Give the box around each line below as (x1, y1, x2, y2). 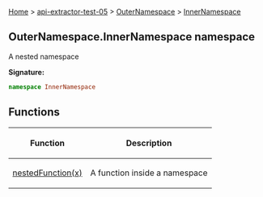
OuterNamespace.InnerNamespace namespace (8, 30, 256, 44)
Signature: (8, 67, 45, 77)
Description (125, 137, 172, 149)
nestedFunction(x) (12, 167, 83, 178)
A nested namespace (8, 52, 79, 61)
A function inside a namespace (90, 167, 208, 178)
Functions (8, 105, 61, 119)
